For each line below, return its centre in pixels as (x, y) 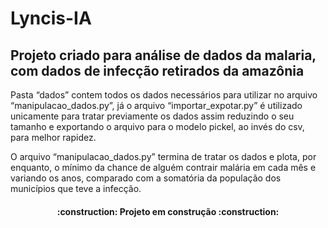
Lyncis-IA (51, 18)
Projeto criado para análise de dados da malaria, (163, 55)
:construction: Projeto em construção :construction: (168, 211)
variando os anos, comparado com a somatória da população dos (146, 178)
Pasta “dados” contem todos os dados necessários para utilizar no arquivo (164, 95)
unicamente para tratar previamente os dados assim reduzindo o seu (152, 116)
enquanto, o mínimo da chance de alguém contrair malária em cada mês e (163, 167)
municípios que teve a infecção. (76, 188)
